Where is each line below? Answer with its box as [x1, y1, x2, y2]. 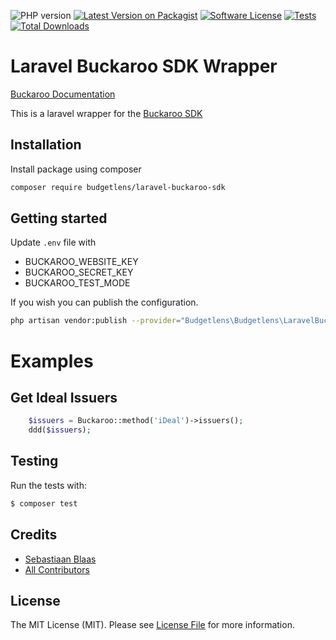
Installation [10, 136, 82, 154]
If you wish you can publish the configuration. [10, 296, 199, 309]
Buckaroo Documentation [10, 88, 116, 100]
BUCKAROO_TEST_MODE [24, 277, 131, 289]
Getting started [10, 210, 108, 227]
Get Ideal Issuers [10, 389, 118, 406]
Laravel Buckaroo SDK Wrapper [10, 55, 278, 78]
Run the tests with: [10, 479, 87, 491]
